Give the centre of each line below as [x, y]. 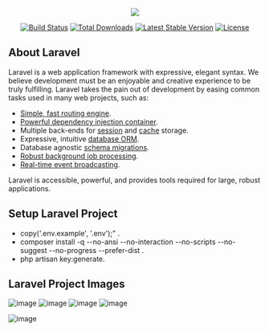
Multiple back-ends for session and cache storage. [104, 130]
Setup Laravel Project [63, 214]
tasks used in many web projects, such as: [79, 97]
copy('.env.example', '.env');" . [70, 233]
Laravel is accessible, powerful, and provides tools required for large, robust [134, 180]
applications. [29, 188]
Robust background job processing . [79, 156]
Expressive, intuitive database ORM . [79, 139]
